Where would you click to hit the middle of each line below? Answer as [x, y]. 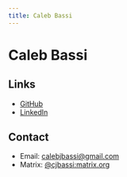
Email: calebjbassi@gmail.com [69, 156]
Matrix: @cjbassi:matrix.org [65, 165]
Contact [29, 138]
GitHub [31, 104]
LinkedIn [34, 112]
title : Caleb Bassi [40, 16]
